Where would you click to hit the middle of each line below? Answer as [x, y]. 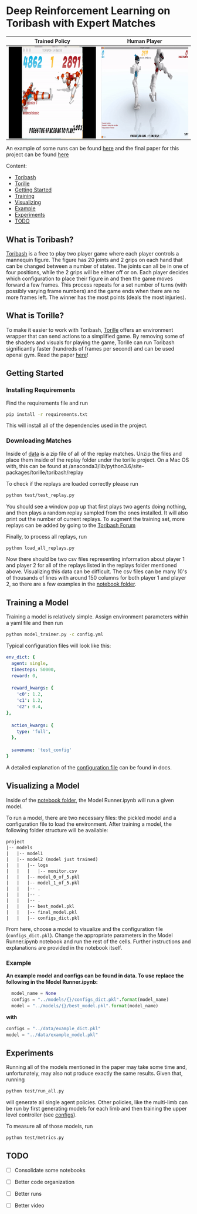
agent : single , [30, 663]
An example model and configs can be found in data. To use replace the [95, 976]
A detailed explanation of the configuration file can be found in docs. [89, 767]
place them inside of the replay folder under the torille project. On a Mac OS [98, 460]
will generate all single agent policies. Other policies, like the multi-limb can [97, 1102]
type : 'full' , [34, 732]
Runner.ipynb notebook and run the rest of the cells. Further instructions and [98, 941]
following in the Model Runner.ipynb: [52, 982]
